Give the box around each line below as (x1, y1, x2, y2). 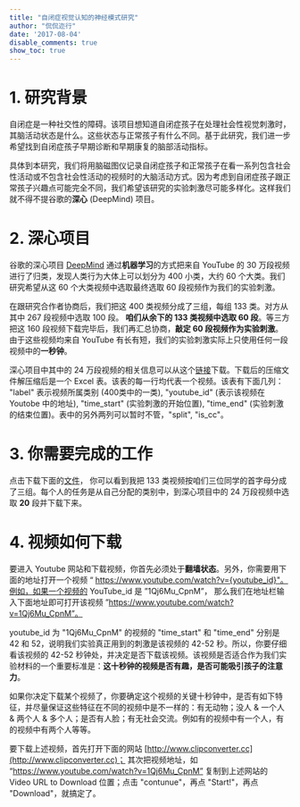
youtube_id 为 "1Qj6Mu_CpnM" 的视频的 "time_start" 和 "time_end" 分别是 (9, 626, 280, 637)
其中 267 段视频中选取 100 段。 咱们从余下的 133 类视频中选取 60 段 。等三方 (9, 312, 290, 323)
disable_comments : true (9, 38, 98, 47)
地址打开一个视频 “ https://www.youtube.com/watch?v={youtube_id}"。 (24, 574, 288, 585)
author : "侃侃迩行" (9, 21, 77, 30)
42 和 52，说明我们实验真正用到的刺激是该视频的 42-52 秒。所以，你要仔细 (9, 638, 287, 649)
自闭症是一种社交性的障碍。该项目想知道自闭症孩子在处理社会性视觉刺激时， (9, 119, 291, 130)
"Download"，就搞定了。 (9, 787, 101, 798)
